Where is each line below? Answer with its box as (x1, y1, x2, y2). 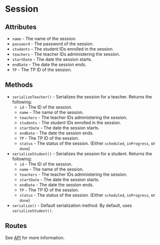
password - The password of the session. (12, 41, 94, 47)
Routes (5, 222, 27, 230)
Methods (5, 81, 33, 89)
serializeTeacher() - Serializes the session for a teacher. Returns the (12, 94, 152, 99)
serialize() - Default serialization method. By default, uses (12, 202, 132, 208)
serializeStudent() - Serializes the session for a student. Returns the (12, 151, 152, 156)
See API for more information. (5, 235, 65, 241)
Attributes (5, 23, 37, 31)
